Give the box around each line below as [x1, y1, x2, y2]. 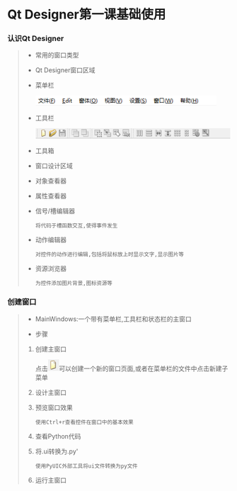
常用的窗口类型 [35, 51, 79, 60]
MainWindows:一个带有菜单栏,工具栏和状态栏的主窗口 [35, 315, 192, 323]
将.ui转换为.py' [35, 447, 79, 456]
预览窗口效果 [35, 403, 73, 412]
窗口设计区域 [35, 161, 73, 170]
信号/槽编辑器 [35, 206, 76, 215]
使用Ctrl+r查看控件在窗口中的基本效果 [35, 419, 134, 426]
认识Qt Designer [7, 33, 64, 43]
